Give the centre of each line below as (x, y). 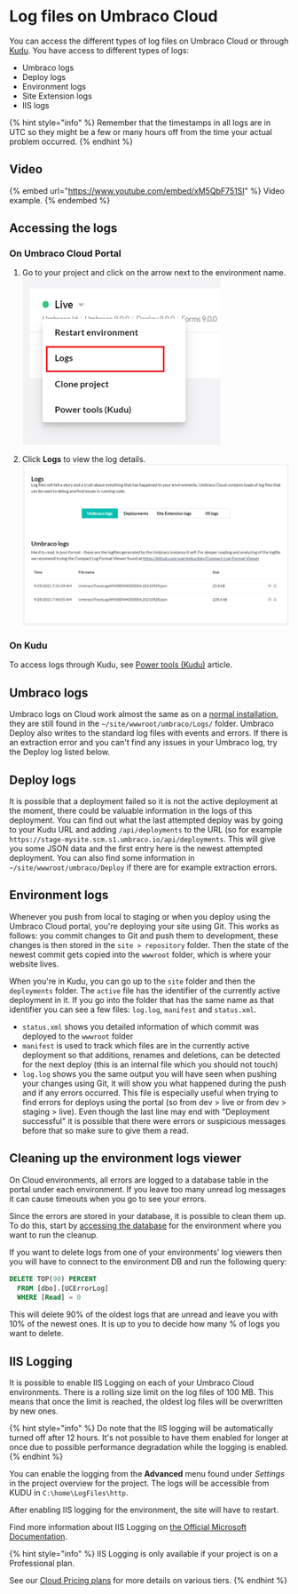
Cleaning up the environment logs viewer (125, 1158)
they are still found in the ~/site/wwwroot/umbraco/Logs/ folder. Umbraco (142, 724)
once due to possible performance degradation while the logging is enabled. (149, 1447)
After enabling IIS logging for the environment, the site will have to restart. (144, 1510)
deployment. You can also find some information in (102, 858)
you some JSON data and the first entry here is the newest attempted (136, 849)
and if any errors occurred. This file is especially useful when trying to (150, 1092)
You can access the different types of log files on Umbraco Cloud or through (149, 41)
